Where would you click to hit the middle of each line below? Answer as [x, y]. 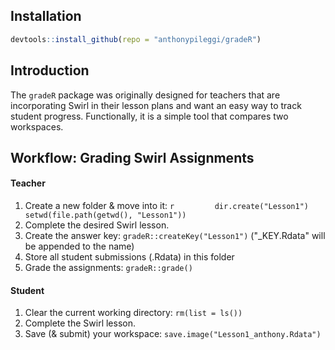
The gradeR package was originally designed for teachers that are [145, 95]
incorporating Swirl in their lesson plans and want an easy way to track [156, 105]
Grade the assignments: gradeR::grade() [108, 268]
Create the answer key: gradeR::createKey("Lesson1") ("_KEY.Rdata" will [175, 236]
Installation [46, 16]
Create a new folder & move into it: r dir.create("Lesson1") [166, 206]
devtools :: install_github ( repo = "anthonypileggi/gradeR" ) [136, 39]
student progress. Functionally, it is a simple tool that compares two [149, 116]
